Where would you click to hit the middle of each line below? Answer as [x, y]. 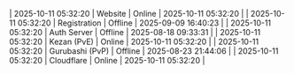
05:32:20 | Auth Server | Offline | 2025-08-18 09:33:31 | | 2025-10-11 [135, 32]
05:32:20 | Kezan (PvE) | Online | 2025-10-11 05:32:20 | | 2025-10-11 [134, 41]
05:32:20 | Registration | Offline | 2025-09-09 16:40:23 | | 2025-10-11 [144, 23]
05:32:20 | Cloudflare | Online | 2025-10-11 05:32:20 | [107, 60]
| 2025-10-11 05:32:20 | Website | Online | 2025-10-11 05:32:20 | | [129, 14]
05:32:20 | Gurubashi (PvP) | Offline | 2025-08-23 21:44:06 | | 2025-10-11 [144, 51]
